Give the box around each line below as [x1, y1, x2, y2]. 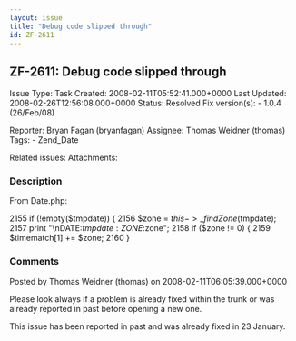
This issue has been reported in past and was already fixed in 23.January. [9, 320, 286, 332]
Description [9, 175, 63, 187]
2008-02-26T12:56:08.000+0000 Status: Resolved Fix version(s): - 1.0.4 [9, 97, 281, 109]
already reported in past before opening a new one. [9, 303, 202, 314]
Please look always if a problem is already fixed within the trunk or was [9, 293, 275, 305]
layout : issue [9, 13, 64, 23]
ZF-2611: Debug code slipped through [9, 64, 227, 79]
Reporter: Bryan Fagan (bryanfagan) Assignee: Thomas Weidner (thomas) [9, 125, 286, 136]
